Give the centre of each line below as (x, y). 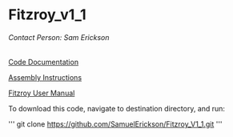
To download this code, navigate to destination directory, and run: (117, 109)
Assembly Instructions (45, 78)
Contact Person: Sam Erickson (59, 37)
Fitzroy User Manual (42, 93)
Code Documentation (43, 62)
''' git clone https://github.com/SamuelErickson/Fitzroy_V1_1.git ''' (115, 124)
